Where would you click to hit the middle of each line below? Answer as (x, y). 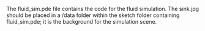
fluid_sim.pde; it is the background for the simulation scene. (82, 22)
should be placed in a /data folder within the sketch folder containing (93, 15)
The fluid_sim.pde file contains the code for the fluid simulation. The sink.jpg (103, 9)
